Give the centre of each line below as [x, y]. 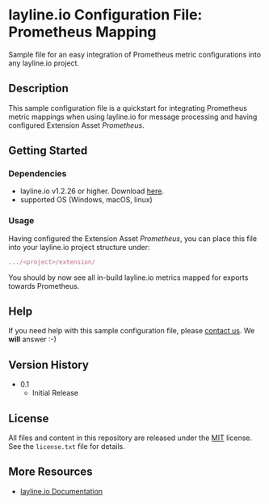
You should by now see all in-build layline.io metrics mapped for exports [128, 277]
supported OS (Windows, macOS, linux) [86, 200]
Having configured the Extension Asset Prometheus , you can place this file [132, 238]
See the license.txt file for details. [67, 447]
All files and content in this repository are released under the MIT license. [130, 438]
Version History [48, 364]
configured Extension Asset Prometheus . [76, 125]
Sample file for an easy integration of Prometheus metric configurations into [134, 54]
